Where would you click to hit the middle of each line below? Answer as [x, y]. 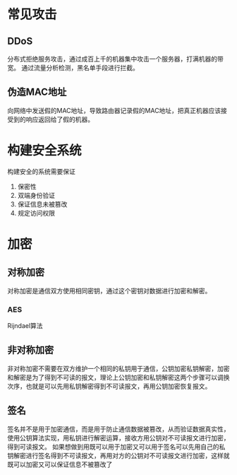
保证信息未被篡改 [42, 204]
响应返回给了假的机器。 [60, 119]
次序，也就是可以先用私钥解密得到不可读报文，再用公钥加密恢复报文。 [109, 386]
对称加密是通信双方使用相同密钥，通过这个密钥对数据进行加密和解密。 [109, 291]
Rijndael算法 [25, 326]
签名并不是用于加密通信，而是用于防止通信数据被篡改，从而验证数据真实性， [119, 429]
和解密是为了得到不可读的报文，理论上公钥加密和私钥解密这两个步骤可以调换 [119, 377]
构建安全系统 [45, 151]
